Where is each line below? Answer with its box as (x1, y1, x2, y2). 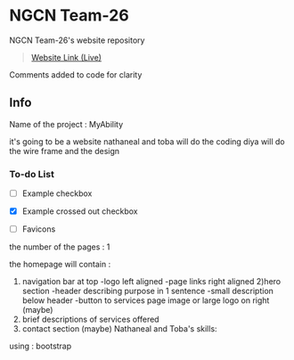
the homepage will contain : (9, 259, 111, 270)
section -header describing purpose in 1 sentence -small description (21, 286, 274, 297)
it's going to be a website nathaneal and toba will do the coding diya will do (9, 135, 285, 147)
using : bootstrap (9, 340, 72, 352)
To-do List (9, 168, 55, 180)
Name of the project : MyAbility (9, 119, 124, 129)
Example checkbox (21, 188, 93, 199)
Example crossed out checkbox (21, 206, 138, 217)
